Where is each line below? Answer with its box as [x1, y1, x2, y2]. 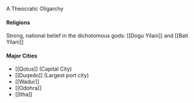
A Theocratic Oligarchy [6, 5, 64, 12]
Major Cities [6, 52, 37, 59]
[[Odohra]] [14, 84, 42, 92]
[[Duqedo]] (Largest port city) [14, 72, 89, 79]
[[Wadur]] [14, 78, 40, 86]
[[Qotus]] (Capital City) [14, 65, 72, 72]
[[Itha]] [14, 91, 33, 98]
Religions [6, 19, 30, 26]
